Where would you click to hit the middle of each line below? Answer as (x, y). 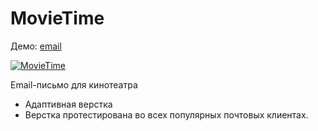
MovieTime (57, 18)
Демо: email (36, 46)
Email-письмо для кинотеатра (74, 84)
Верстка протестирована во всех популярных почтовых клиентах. (166, 114)
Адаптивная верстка (68, 104)
